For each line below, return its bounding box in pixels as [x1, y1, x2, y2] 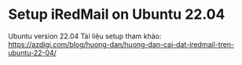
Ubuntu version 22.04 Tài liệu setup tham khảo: [8, 31, 162, 41]
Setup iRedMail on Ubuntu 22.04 [8, 5, 225, 23]
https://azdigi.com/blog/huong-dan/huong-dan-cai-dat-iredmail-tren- [8, 39, 234, 49]
